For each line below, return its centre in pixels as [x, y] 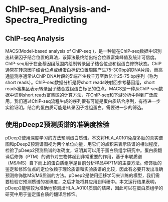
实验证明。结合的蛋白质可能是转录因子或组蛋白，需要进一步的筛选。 [75, 107]
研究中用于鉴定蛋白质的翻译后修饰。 [43, 194]
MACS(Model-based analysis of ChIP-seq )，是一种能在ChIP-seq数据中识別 [83, 51]
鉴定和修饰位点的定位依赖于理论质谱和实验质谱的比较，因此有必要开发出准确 [84, 169]
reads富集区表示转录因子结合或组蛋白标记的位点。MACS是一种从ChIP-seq [82, 88]
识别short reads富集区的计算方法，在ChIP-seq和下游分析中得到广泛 [84, 95]
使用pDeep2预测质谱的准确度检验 [57, 125]
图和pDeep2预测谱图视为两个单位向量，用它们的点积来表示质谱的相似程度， [84, 144]
